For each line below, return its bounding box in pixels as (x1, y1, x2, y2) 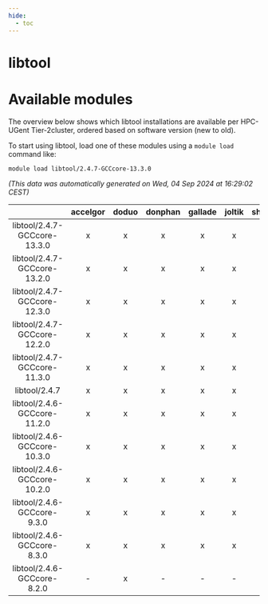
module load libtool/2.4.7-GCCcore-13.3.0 (8, 165, 152, 173)
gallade (187, 206, 217, 217)
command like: (8, 149, 57, 158)
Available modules (8, 90, 133, 108)
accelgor (70, 206, 105, 217)
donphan (145, 206, 181, 217)
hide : (8, 11, 26, 20)
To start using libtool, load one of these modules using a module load (8, 141, 234, 150)
